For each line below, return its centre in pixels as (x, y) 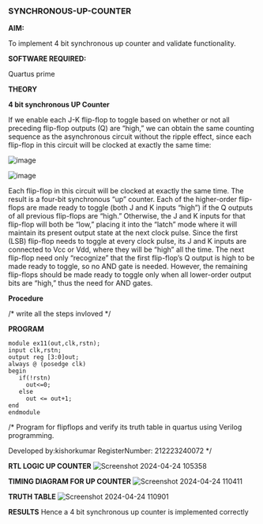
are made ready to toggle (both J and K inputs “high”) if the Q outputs (140, 208)
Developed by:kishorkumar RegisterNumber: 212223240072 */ (110, 451)
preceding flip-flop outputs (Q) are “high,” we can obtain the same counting (131, 129)
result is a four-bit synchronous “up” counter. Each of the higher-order (123, 200)
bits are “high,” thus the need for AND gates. (81, 283)
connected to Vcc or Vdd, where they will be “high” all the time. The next (126, 249)
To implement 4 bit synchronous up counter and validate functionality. (122, 43)
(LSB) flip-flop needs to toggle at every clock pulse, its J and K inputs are (128, 241)
